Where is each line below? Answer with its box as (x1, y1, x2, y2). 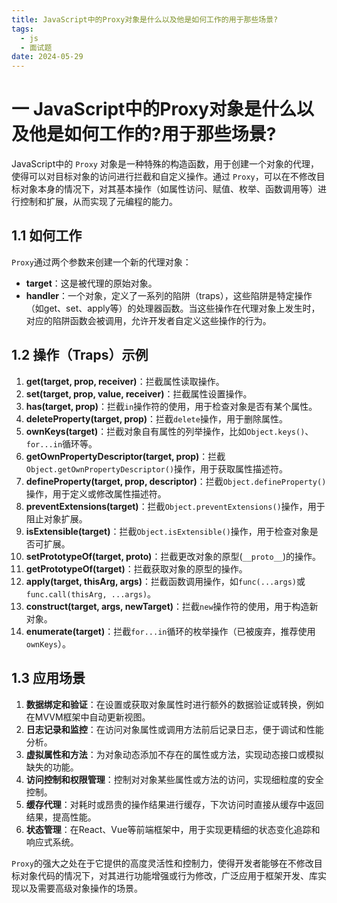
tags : (11, 24, 34, 34)
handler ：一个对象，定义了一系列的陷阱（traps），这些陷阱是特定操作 (25, 289, 313, 301)
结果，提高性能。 (25, 811, 97, 823)
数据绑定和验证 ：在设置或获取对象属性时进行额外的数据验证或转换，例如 (25, 698, 324, 710)
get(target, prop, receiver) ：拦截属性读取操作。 (25, 375, 225, 387)
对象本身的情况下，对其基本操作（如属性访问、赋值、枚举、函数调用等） (19, 183, 318, 195)
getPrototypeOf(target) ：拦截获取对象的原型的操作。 (25, 562, 248, 575)
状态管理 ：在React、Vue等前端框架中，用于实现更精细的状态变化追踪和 (25, 823, 321, 835)
